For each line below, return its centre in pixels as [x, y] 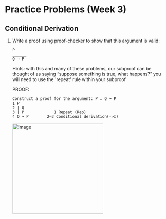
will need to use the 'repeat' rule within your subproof [69, 79]
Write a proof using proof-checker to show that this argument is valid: [86, 41]
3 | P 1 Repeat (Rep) [49, 112]
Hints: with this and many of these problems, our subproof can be [82, 68]
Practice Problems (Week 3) [66, 9]
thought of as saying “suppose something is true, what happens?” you [87, 74]
